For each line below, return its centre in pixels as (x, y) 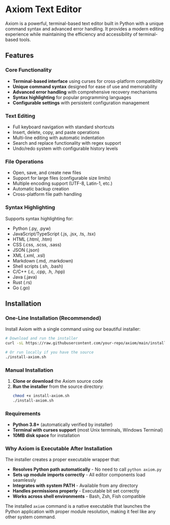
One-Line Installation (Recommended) (53, 318)
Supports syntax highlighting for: (39, 218)
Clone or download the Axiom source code (58, 381)
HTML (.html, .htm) (32, 239)
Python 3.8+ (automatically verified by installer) (62, 424)
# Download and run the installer (42, 339)
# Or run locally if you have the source (50, 352)
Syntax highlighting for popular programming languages (72, 97)
